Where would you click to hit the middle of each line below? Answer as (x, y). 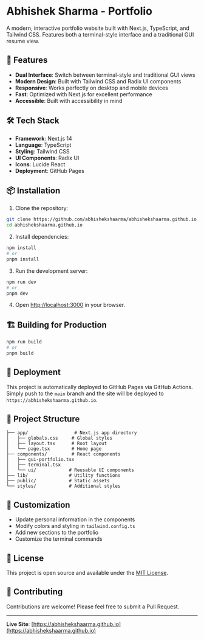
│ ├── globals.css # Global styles (59, 438)
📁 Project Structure (43, 419)
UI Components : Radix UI (47, 158)
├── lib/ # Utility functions (63, 476)
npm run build (24, 342)
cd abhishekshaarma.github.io (45, 225)
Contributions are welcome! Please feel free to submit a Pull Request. (93, 607)
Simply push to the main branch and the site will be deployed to (85, 393)
